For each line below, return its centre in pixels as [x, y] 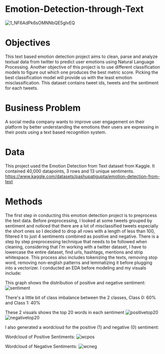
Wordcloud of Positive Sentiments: [40, 337]
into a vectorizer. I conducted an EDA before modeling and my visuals [76, 267]
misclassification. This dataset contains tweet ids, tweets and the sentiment [82, 83]
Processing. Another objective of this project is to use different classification [82, 67]
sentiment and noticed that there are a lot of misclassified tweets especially [82, 225]
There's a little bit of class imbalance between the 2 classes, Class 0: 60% [81, 297]
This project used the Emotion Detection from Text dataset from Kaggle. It [80, 166]
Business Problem [43, 108]
